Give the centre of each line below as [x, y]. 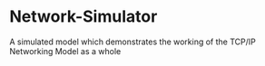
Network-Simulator [83, 17]
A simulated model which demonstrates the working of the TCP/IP [132, 42]
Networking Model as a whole [65, 51]
